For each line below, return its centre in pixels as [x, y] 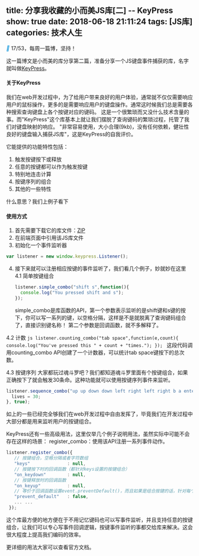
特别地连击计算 [33, 174]
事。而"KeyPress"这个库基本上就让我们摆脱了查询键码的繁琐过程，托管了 [95, 120]
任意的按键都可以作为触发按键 [51, 167]
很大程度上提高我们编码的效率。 [45, 534]
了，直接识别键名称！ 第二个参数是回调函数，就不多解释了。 [88, 325]
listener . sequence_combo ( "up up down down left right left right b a [94, 391]
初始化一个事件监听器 [41, 245]
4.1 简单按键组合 [34, 276]
